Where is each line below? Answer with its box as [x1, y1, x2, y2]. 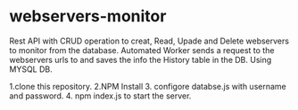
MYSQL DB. [9, 64, 53, 75]
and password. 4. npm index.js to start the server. [9, 90, 192, 101]
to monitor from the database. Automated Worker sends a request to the [9, 44, 275, 55]
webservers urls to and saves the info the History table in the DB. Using [9, 54, 272, 65]
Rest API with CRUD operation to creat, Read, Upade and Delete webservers [9, 35, 290, 46]
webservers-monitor [9, 6, 167, 27]
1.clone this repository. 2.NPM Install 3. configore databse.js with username [9, 81, 287, 91]
